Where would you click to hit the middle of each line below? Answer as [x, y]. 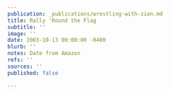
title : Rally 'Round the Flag [52, 20]
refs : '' [20, 60]
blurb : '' [22, 47]
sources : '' [25, 66]
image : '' [22, 34]
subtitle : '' [27, 27]
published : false [33, 73]
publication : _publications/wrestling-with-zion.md [85, 14]
